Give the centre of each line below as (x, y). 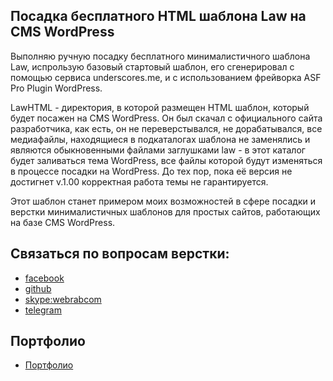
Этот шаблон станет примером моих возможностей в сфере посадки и (163, 201)
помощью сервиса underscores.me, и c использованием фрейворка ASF (166, 77)
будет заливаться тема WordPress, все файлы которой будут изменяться (166, 160)
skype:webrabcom (63, 299)
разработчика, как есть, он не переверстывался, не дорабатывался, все (166, 128)
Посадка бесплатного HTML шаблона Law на (158, 16)
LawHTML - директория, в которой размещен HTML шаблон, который (160, 107)
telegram (43, 310)
